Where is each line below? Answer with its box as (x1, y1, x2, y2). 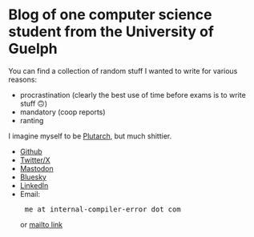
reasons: (8, 74, 38, 84)
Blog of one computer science (8, 6, 212, 24)
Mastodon (19, 163, 54, 173)
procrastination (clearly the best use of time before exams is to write (19, 90, 246, 99)
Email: (19, 189, 41, 199)
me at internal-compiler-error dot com (24, 204, 182, 214)
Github (19, 147, 42, 156)
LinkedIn (19, 180, 49, 190)
